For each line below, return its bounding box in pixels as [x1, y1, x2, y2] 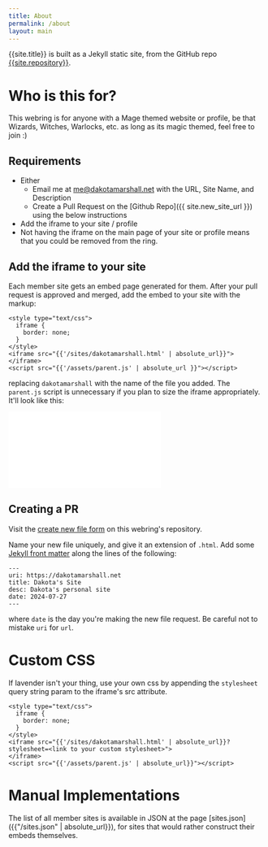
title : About [8, 11, 53, 20]
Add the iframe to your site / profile [19, 219, 138, 228]
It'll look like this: [8, 395, 65, 405]
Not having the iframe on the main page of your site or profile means [19, 228, 250, 237]
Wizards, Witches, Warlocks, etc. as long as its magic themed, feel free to [8, 122, 255, 132]
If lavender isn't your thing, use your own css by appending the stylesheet [8, 678, 258, 688]
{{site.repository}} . [8, 58, 71, 67]
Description [32, 193, 71, 203]
